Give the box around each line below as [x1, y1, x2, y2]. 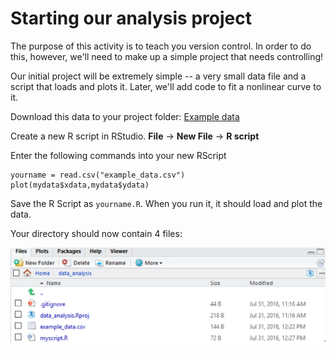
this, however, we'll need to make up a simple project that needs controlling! [10, 50, 324, 62]
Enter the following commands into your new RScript [10, 149, 227, 161]
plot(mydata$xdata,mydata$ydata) [10, 180, 150, 190]
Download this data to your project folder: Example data [10, 110, 240, 122]
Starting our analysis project [10, 7, 252, 30]
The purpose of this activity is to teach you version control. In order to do [10, 40, 312, 52]
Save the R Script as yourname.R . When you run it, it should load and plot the [10, 197, 323, 209]
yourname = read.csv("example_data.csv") [10, 170, 186, 180]
